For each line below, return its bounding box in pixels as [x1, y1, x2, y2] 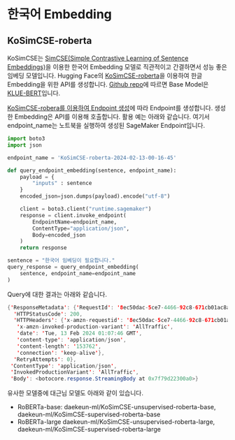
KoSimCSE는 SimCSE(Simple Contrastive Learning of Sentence [7, 54, 189, 62]
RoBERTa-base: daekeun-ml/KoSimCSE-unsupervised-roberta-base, [17, 403, 216, 411]
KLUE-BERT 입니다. [7, 89, 61, 97]
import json [7, 141, 42, 149]
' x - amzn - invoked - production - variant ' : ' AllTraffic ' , [16, 323, 173, 330]
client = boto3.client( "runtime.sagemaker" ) [20, 205, 152, 212]
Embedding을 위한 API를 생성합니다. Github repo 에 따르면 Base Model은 [7, 80, 209, 88]
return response [20, 244, 68, 251]
